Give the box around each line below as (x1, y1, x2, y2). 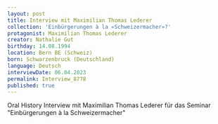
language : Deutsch (7, 62, 61, 69)
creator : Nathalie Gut (7, 36, 74, 43)
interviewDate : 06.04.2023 (7, 69, 86, 76)
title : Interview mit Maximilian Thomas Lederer (7, 17, 153, 24)
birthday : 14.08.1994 (7, 43, 71, 50)
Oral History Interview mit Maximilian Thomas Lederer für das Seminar (7, 101, 211, 109)
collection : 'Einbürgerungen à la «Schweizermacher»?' (7, 23, 172, 30)
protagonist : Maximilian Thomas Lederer (7, 29, 128, 37)
